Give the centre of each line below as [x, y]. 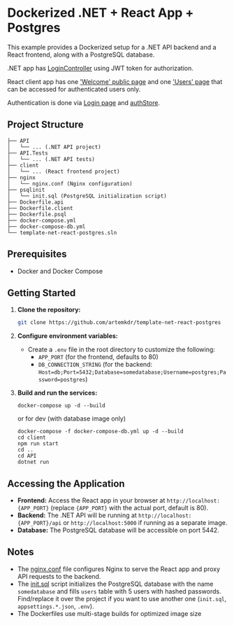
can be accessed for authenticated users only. [74, 89]
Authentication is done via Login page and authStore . [84, 102]
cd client [32, 438]
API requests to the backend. [59, 576]
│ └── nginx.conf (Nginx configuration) [70, 183]
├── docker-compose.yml [42, 220]
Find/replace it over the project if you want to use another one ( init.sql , [122, 598]
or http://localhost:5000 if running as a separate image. [145, 523]
